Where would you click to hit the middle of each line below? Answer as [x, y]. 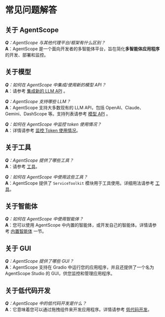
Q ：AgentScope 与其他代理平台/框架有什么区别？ [55, 43]
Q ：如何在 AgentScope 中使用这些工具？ [46, 177]
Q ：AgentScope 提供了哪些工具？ [39, 160]
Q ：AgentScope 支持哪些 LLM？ [38, 101]
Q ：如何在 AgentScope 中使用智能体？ [44, 219]
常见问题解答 [31, 10]
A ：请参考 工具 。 [23, 166]
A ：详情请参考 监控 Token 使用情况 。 [43, 130]
